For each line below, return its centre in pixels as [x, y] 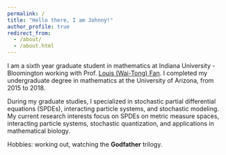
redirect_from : [29, 33]
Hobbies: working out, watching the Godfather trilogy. [85, 144]
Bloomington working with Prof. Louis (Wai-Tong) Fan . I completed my [107, 73]
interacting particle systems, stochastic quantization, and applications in [111, 123]
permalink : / [26, 14]
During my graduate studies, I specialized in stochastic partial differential [112, 101]
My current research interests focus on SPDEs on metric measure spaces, [113, 116]
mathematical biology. [39, 131]
